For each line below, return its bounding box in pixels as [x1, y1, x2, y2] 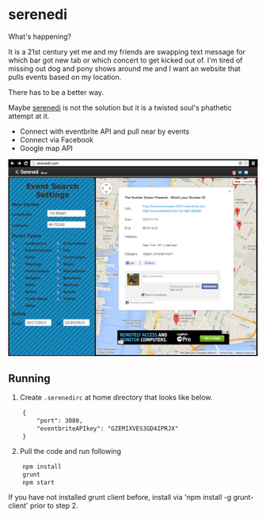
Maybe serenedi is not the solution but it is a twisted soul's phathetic [8, 103, 232, 112]
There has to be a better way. [8, 87, 104, 96]
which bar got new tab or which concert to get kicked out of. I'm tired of [8, 55, 243, 65]
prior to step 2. [29, 501, 78, 510]
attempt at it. [8, 111, 50, 120]
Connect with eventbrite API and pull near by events [19, 127, 190, 136]
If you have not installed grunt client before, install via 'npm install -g [8, 492, 232, 501]
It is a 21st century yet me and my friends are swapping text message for [8, 47, 246, 56]
